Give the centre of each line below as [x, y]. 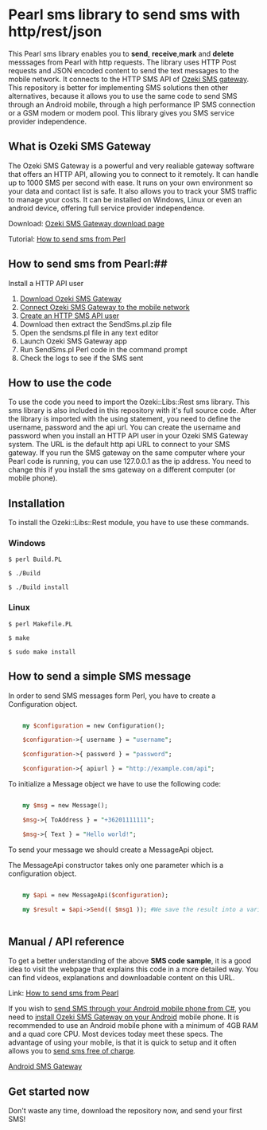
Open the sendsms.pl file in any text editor [89, 332]
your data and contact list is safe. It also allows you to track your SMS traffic [133, 191]
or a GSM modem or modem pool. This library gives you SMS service [122, 112]
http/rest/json [55, 31]
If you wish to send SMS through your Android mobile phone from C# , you [130, 1009]
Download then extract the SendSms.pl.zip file [96, 324]
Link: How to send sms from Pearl [64, 993]
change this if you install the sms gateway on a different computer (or [122, 470]
